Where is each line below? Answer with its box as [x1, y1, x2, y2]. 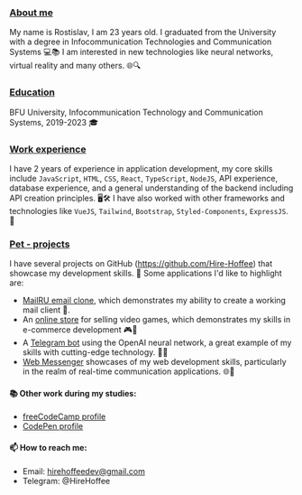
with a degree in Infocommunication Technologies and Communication [9, 36, 272, 47]
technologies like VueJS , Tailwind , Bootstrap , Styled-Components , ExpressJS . [9, 205, 288, 216]
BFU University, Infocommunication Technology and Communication [9, 107, 263, 117]
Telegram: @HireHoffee [22, 475, 111, 486]
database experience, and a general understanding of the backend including [9, 182, 294, 193]
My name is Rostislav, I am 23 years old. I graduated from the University [9, 27, 277, 38]
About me [9, 6, 54, 19]
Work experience [9, 143, 87, 155]
